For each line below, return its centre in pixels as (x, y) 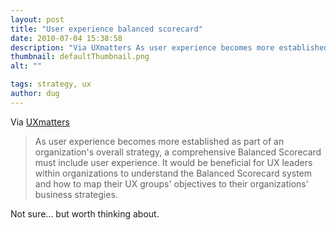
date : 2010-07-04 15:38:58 (66, 38)
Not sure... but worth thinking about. (85, 213)
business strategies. (76, 194)
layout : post (37, 19)
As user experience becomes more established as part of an (159, 141)
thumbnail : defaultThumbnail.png (80, 57)
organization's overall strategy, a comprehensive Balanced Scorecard (178, 152)
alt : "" (26, 66)
